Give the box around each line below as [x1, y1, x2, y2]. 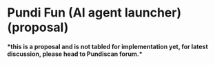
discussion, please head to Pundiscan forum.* [7, 50, 143, 58]
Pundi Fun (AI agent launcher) [7, 5, 182, 21]
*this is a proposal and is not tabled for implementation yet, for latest [7, 42, 208, 50]
